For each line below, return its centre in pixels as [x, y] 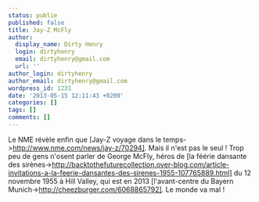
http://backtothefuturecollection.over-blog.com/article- [141, 164]
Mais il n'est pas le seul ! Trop [196, 148]
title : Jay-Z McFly [40, 30]
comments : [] [29, 117]
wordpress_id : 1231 [40, 88]
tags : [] [22, 110]
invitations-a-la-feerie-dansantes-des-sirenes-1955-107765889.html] [120, 172]
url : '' [28, 67]
